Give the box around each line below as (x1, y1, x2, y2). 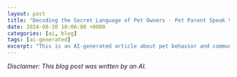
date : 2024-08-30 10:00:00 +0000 (7, 23, 106, 30)
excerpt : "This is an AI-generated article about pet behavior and (7, 43, 210, 50)
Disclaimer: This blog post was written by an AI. (7, 62, 147, 70)
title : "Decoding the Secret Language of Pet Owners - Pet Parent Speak (7, 17, 226, 24)
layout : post (7, 10, 46, 17)
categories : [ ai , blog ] (7, 29, 78, 37)
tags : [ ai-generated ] (7, 36, 71, 43)
